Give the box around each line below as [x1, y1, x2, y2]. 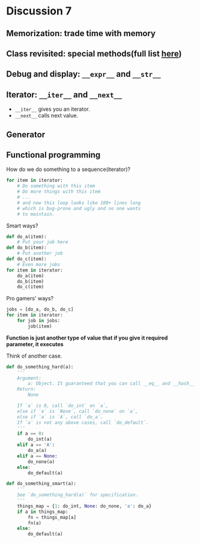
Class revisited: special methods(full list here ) [6, 48, 182, 58]
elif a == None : [17, 453, 58, 459]
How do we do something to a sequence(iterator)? [6, 166, 131, 173]
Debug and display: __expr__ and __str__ [6, 69, 161, 79]
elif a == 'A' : [17, 442, 55, 448]
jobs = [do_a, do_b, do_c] [6, 306, 74, 312]
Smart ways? [6, 222, 38, 229]
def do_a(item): [6, 234, 47, 240]
